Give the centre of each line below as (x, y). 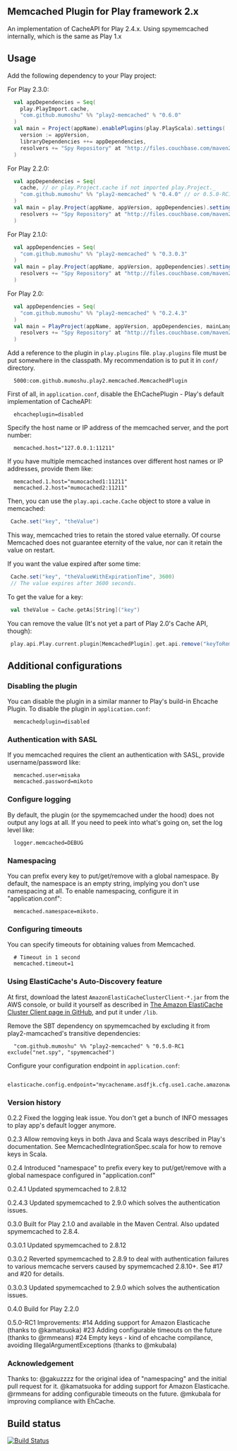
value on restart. (31, 550)
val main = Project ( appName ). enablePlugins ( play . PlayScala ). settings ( (120, 129)
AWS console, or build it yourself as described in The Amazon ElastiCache (115, 1005)
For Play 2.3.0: (28, 89)
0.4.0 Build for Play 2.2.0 (43, 1309)
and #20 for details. (36, 1273)
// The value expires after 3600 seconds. (74, 583)
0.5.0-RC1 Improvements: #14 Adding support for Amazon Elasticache (109, 1322)
